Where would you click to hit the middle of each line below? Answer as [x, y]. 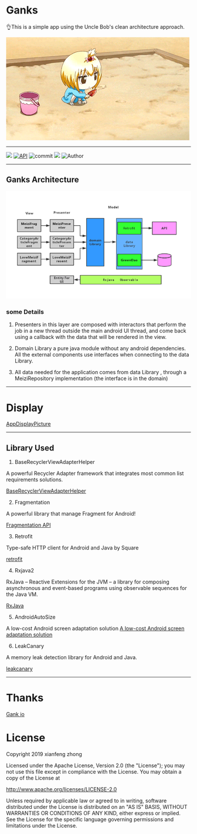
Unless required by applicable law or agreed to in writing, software [86, 801]
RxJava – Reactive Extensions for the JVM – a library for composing [88, 582]
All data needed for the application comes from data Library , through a [100, 372]
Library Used [30, 448]
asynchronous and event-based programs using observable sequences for [96, 588]
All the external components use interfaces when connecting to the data [102, 355]
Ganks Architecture [43, 180]
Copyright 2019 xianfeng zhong [44, 754]
